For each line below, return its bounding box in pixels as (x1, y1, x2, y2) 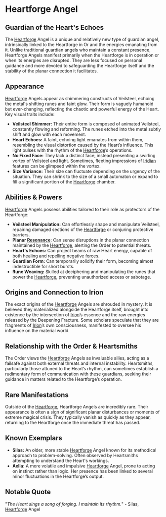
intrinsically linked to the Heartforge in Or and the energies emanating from (5, 42, 158, 48)
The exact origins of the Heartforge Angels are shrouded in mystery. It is (5, 301, 153, 307)
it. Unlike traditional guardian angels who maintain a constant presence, (5, 47, 151, 53)
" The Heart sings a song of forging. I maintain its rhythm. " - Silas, (5, 501, 139, 507)
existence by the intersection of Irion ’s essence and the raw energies (5, 312, 146, 318)
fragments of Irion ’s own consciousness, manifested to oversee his (5, 322, 142, 328)
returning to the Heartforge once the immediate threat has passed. (5, 420, 141, 426)
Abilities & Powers (5, 193, 63, 202)
